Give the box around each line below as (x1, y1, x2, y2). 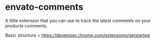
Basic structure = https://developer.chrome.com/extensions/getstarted (5, 32, 150, 38)
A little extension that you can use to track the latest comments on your (5, 18, 151, 23)
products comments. (5, 22, 48, 28)
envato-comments (5, 1, 83, 13)
